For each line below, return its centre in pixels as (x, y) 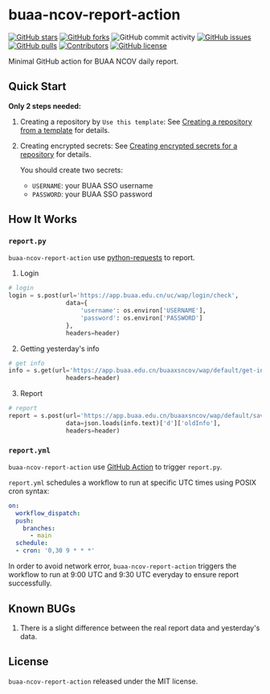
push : (25, 521)
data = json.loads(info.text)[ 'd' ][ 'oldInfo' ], (143, 423)
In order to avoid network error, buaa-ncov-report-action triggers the (123, 566)
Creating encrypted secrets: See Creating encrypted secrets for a (129, 146)
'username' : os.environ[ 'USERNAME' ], (143, 311)
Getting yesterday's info (59, 349)
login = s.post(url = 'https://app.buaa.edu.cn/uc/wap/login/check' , (124, 295)
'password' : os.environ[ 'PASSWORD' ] (141, 318)
